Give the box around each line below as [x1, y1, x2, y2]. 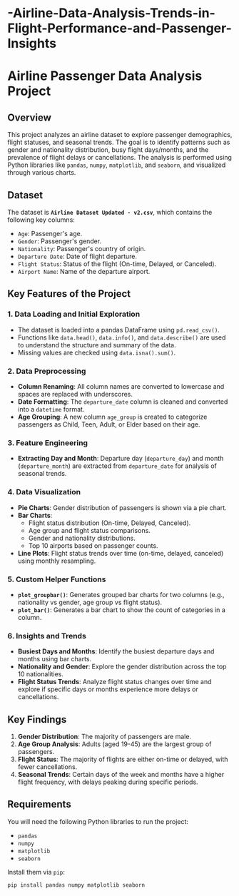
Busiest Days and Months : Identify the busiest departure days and [17, 647, 215, 656]
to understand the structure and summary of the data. [17, 340, 176, 349]
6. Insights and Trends [7, 631, 87, 641]
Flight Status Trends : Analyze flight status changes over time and [17, 678, 212, 686]
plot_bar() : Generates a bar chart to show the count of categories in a [17, 605, 226, 614]
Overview [7, 111, 52, 123]
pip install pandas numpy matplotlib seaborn [7, 881, 145, 889]
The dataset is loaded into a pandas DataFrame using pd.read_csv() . [17, 325, 220, 334]
